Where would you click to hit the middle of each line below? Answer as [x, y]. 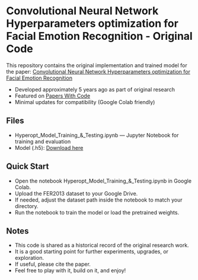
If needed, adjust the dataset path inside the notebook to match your [98, 200]
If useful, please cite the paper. [52, 264]
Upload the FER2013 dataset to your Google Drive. [76, 193]
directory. [26, 206]
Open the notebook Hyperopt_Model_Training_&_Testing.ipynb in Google [103, 181]
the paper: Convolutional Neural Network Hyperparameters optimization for [98, 71]
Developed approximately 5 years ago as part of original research [95, 89]
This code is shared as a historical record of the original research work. [102, 246]
